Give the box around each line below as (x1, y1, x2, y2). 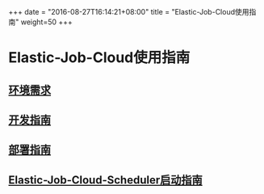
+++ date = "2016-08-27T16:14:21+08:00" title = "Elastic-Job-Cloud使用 (8, 7, 249, 16)
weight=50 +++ (20, 17, 73, 27)
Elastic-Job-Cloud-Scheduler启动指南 (8, 173, 203, 187)
